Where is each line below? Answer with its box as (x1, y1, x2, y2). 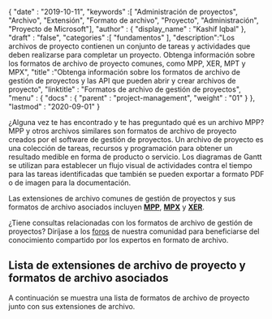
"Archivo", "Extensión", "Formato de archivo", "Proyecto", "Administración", (8, 15, 259, 25)
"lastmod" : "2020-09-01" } (8, 101, 101, 111)
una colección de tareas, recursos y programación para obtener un (8, 144, 233, 153)
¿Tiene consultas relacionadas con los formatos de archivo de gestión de (8, 218, 253, 227)
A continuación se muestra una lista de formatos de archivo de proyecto (8, 292, 250, 303)
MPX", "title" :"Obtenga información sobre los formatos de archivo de (8, 67, 241, 76)
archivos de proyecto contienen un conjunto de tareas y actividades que (8, 41, 251, 51)
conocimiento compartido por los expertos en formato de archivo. (8, 235, 229, 244)
